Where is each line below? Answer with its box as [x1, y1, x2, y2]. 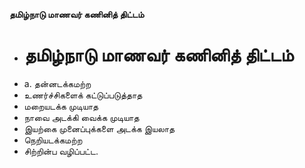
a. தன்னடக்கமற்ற [23, 77, 92, 89]
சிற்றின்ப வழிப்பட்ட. [23, 145, 99, 157]
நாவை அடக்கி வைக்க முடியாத [23, 111, 140, 123]
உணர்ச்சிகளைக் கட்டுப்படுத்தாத [23, 89, 143, 101]
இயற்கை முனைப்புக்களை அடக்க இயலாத [23, 122, 176, 134]
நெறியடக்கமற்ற [23, 134, 83, 146]
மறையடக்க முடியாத [23, 100, 99, 112]
